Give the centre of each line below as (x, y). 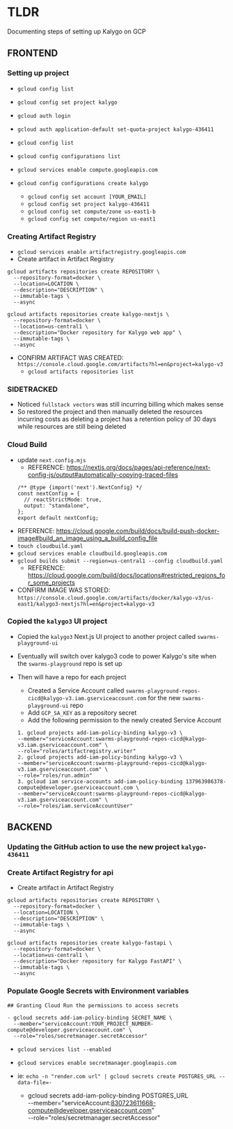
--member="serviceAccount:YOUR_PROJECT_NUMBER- (84, 1024)
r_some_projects (51, 583)
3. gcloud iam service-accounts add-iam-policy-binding (100, 781)
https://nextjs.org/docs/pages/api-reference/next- (138, 467)
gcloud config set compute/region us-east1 (92, 219)
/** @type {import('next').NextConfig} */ (80, 487)
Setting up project (38, 73)
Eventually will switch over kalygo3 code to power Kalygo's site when (117, 656)
